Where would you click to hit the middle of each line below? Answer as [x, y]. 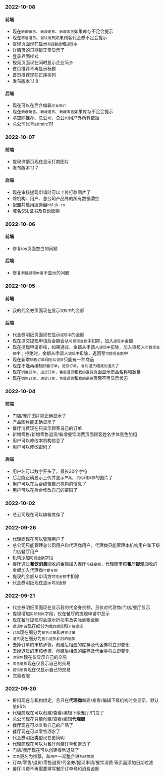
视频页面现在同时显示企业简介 [43, 63]
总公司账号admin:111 [33, 124]
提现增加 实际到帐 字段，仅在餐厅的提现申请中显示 [61, 613]
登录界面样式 [25, 56]
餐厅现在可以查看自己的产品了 [43, 725]
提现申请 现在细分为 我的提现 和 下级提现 [48, 626]
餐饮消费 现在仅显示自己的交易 [41, 669]
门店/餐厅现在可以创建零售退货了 [46, 750]
